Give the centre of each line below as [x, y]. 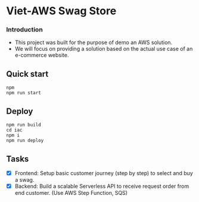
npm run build [24, 125]
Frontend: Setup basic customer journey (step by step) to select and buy [104, 173]
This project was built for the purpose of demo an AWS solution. [94, 42]
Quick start [27, 74]
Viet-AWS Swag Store [61, 11]
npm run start [24, 93]
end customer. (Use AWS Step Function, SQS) [71, 193]
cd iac [14, 130]
